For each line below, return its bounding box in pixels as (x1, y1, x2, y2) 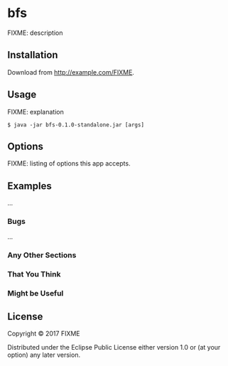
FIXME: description (7, 28, 63, 37)
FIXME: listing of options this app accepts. (7, 159, 131, 168)
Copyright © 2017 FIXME (7, 329, 80, 338)
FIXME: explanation (7, 107, 64, 116)
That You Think (7, 269, 61, 279)
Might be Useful (7, 289, 64, 298)
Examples (7, 180, 52, 192)
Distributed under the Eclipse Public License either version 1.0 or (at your (7, 343, 221, 352)
